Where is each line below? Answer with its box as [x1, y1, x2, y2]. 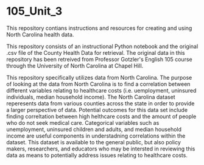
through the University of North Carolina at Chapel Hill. [6, 62, 144, 69]
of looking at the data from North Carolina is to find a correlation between [6, 80, 191, 88]
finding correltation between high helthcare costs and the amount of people [6, 113, 197, 120]
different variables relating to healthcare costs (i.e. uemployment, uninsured [6, 86, 197, 94]
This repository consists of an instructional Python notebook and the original [6, 43, 199, 50]
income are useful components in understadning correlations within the [6, 132, 186, 139]
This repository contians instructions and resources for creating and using [6, 24, 192, 32]
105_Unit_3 [6, 4, 63, 18]
